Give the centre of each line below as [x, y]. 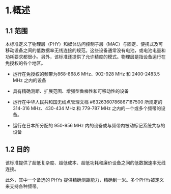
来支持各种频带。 [23, 186]
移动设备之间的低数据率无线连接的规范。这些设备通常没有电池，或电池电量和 [85, 50]
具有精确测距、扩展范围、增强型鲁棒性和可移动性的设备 [70, 91]
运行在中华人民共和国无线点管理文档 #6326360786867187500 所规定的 [88, 102]
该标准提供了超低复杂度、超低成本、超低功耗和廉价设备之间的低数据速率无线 [85, 162]
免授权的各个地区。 [25, 63]
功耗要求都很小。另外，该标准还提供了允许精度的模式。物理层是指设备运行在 [85, 57]
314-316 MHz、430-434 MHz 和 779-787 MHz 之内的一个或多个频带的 [87, 108]
